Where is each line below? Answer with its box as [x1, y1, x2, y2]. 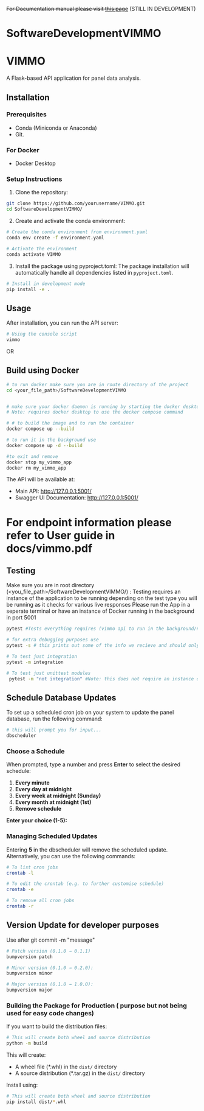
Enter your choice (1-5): [6, 817, 67, 824]
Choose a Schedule [6, 747, 65, 756]
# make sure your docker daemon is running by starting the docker [6, 403, 181, 410]
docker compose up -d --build [6, 442, 83, 448]
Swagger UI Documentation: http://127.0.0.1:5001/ [15, 494, 138, 501]
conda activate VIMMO [6, 251, 61, 258]
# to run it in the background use [6, 437, 97, 443]
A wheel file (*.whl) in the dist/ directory [15, 1063, 117, 1071]
